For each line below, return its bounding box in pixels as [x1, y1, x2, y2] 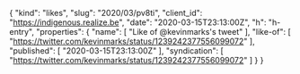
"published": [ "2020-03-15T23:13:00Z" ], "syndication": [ [9, 45, 225, 56]
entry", [9, 27, 34, 37]
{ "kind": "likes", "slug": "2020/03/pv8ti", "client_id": [9, 8, 203, 18]
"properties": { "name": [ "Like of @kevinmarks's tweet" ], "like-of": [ [35, 27, 292, 37]
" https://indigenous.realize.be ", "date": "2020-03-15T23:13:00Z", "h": [9, 17, 267, 28]
